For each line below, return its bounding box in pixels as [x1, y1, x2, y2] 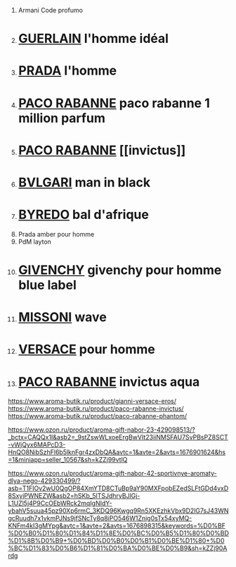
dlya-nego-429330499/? [8, 477, 81, 485]
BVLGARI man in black [18, 174, 150, 190]
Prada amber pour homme [18, 230, 95, 238]
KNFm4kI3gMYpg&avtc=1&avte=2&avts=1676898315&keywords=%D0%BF [8, 521, 225, 530]
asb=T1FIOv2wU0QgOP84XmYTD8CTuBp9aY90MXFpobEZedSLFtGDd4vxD [8, 484, 229, 492]
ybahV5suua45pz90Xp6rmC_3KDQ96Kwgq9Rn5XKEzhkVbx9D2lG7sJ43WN [8, 506, 229, 515]
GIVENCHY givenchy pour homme [18, 262, 222, 278]
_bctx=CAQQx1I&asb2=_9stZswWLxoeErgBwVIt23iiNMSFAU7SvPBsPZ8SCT [8, 433, 229, 442]
